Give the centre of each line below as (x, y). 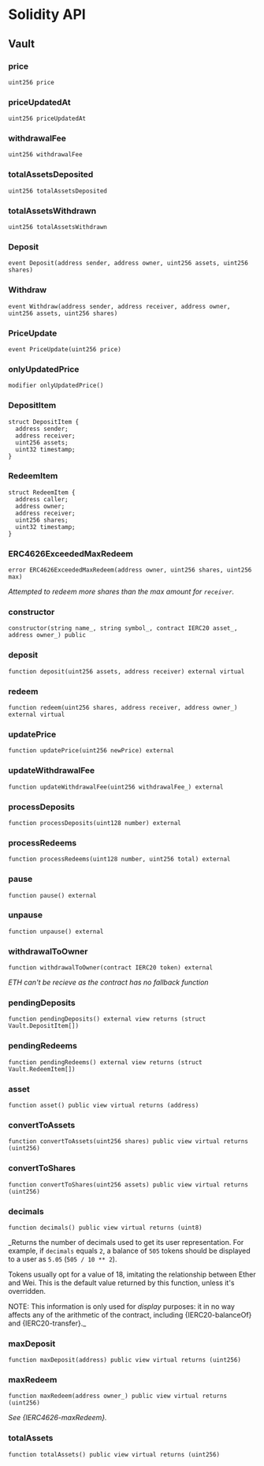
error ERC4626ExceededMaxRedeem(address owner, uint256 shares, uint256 (130, 570)
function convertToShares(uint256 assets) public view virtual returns (128, 1185)
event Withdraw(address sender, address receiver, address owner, (119, 306)
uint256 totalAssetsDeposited (58, 191)
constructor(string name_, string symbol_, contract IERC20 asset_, (123, 628)
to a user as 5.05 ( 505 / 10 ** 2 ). (63, 1259)
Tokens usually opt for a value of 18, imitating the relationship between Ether (132, 1274)
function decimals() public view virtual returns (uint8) (105, 1228)
